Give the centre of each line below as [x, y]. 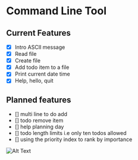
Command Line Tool [57, 11]
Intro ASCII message [40, 47]
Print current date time [42, 74]
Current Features [39, 33]
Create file [27, 61]
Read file [26, 54]
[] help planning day [39, 127]
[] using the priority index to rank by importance [73, 139]
